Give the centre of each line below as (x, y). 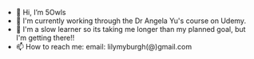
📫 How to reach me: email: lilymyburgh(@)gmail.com (104, 47)
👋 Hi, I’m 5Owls (41, 12)
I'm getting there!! (45, 37)
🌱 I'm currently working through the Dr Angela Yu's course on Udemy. (131, 21)
